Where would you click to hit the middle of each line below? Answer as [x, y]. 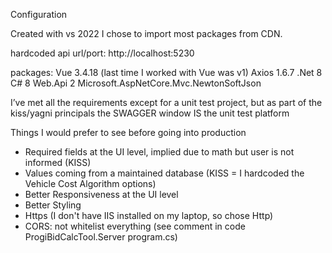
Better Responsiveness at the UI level [101, 194]
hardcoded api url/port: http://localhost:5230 [102, 53]
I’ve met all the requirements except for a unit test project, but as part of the [166, 102]
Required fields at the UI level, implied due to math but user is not [159, 152]
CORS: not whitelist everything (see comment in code [135, 226]
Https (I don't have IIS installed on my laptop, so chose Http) [149, 215]
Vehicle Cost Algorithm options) [90, 183]
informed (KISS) [58, 162]
